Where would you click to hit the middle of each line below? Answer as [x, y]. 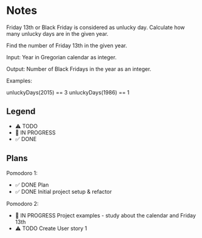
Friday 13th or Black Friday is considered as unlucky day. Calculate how [96, 27]
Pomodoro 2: [22, 203]
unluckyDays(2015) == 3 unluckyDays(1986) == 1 [68, 92]
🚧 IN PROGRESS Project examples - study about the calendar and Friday [105, 215]
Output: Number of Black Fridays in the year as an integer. [79, 69]
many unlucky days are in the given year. [57, 33]
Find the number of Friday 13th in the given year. [67, 45]
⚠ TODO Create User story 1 [51, 228]
